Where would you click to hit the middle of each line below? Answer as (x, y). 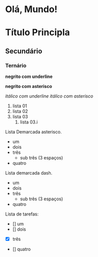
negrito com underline (29, 76)
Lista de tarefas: (22, 214)
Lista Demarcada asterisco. (33, 132)
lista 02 (20, 111)
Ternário (16, 65)
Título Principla (38, 33)
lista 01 (20, 106)
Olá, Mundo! (31, 9)
